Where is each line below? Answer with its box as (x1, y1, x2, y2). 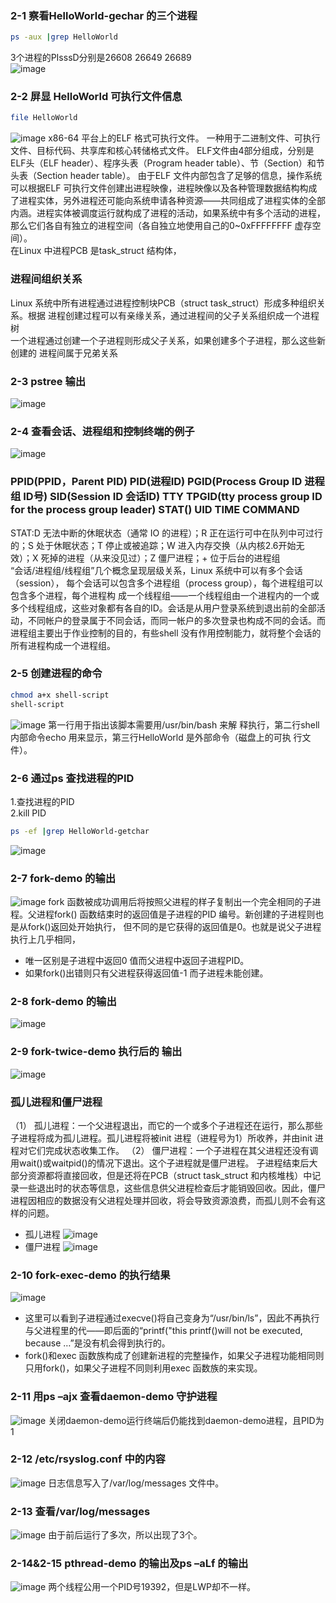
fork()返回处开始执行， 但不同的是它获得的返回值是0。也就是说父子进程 (27, 921, 322, 933)
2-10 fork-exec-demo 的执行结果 (10, 1268, 171, 1282)
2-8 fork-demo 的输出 (10, 994, 117, 1008)
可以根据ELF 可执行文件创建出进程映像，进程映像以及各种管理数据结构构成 (10, 182, 318, 194)
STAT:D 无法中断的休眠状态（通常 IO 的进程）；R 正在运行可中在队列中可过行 (10, 527, 324, 539)
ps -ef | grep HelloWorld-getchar (10, 826, 150, 836)
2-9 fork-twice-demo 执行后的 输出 (10, 1045, 183, 1059)
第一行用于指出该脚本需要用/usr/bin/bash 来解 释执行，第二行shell (48, 718, 320, 731)
